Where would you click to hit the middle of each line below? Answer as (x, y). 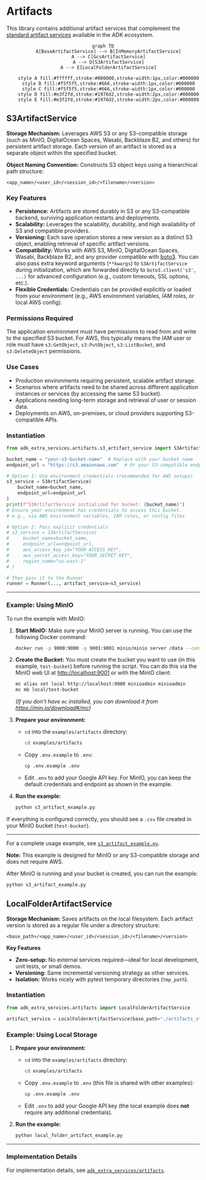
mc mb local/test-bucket (47, 690)
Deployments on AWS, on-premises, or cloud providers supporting (99, 413)
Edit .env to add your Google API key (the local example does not (107, 1106)
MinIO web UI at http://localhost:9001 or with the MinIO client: (93, 673)
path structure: (25, 171)
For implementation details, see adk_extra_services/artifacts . (86, 1170)
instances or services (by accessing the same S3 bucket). (88, 393)
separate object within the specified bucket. (62, 153)
